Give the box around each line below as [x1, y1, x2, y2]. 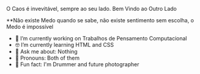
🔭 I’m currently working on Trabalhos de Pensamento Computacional [15, 35, 187, 42]
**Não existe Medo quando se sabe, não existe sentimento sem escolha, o [6, 17, 194, 23]
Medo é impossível [6, 23, 53, 30]
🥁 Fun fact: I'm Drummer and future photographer [15, 61, 139, 68]
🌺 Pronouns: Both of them [15, 54, 80, 61]
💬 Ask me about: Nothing [15, 48, 78, 55]
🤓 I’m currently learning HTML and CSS [15, 42, 114, 48]
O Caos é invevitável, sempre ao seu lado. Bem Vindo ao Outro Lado [6, 5, 177, 12]
